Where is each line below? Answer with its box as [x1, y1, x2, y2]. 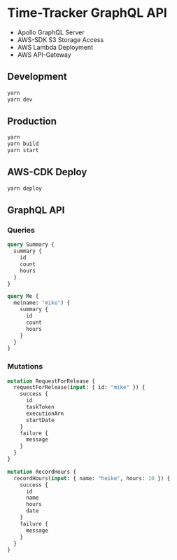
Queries [7, 225, 35, 235]
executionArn [25, 410, 64, 417]
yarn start [7, 147, 39, 154]
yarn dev [7, 96, 33, 103]
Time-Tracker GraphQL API [7, 5, 168, 21]
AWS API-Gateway [17, 50, 71, 59]
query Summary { [7, 241, 55, 248]
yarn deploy [7, 184, 42, 192]
